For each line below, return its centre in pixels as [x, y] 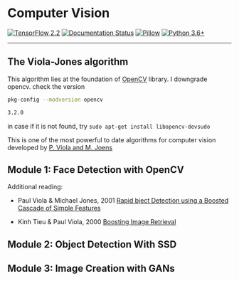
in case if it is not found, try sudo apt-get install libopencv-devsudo [109, 126]
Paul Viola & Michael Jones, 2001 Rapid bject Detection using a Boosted [123, 201]
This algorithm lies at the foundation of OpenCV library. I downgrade [107, 79]
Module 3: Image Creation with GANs [91, 269]
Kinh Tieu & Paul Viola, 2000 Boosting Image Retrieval [97, 222]
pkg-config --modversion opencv [55, 100]
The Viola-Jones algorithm [68, 62]
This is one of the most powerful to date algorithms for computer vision [112, 139]
